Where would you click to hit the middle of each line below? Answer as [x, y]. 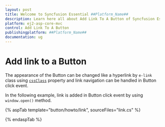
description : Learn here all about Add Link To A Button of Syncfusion [80, 19]
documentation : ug [24, 37]
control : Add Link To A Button [37, 28]
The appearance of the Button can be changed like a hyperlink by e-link [79, 75]
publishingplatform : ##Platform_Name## [46, 32]
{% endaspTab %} [24, 119]
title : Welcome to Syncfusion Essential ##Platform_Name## [67, 14]
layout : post [18, 10]
